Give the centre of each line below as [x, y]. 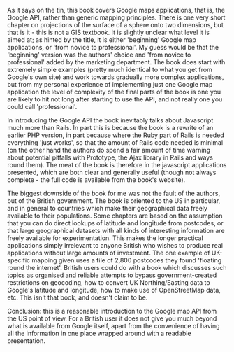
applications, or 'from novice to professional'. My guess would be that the [113, 47]
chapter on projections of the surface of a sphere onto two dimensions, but [115, 25]
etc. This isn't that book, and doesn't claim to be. [78, 297]
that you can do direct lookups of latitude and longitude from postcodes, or [115, 223]
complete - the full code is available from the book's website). [96, 180]
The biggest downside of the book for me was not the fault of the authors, [114, 193]
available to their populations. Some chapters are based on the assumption [115, 216]
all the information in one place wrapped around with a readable [99, 333]
